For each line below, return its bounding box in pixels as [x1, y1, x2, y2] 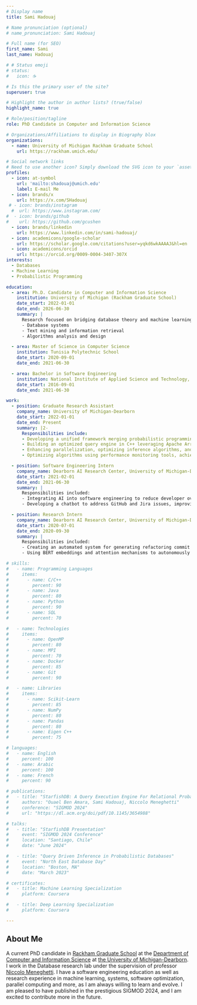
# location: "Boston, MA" [6, 864, 80, 870]
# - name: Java [6, 588, 59, 593]
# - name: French [6, 773, 54, 778]
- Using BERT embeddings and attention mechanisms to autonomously [21, 550, 191, 556]
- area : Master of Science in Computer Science [11, 344, 130, 350]
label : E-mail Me [16, 186, 59, 192]
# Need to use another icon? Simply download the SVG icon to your [6, 164, 175, 170]
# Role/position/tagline [6, 116, 67, 122]
